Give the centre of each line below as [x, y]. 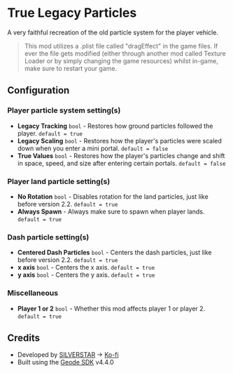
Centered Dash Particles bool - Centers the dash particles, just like [114, 253]
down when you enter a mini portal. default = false [93, 148]
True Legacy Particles [72, 13]
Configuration [38, 90]
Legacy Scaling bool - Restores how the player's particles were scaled [120, 140]
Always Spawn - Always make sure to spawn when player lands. [111, 211]
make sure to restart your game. [71, 68]
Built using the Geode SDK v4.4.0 [65, 362]
